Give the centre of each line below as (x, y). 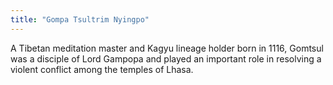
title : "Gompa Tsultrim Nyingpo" (80, 19)
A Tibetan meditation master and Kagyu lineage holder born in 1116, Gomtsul (167, 48)
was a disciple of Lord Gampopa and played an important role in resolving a (166, 58)
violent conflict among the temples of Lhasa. (102, 69)
